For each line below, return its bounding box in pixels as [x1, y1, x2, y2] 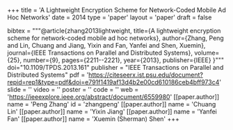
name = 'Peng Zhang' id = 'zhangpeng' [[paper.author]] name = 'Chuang [7, 100, 216, 108]
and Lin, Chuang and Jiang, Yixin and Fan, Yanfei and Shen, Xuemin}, [7, 41, 206, 49]
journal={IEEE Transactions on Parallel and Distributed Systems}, [7, 48, 193, 57]
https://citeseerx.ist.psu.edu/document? [88, 71, 204, 79]
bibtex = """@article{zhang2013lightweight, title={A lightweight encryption [7, 27, 221, 35]
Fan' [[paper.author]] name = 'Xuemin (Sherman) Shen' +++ [7, 115, 179, 123]
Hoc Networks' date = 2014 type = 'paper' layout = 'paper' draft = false [7, 13, 212, 21]
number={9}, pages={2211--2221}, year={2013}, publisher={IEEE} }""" [23, 56, 225, 64]
